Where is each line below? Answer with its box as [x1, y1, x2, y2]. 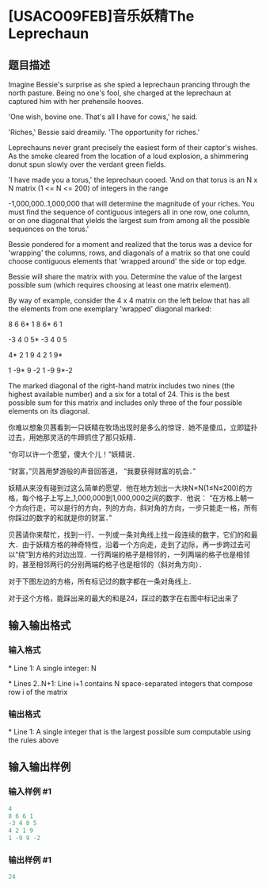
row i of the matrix [8, 687, 68, 696]
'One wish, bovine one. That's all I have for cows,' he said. [8, 112, 198, 121]
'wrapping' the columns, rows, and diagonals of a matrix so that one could [8, 248, 251, 257]
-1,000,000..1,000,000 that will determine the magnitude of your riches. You [8, 199, 255, 208]
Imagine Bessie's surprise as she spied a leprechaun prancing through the [8, 80, 251, 89]
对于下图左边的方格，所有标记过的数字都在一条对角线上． [8, 577, 196, 586]
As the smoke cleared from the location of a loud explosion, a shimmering [8, 152, 249, 160]
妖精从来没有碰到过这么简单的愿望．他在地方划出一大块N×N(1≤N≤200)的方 [8, 484, 253, 492]
